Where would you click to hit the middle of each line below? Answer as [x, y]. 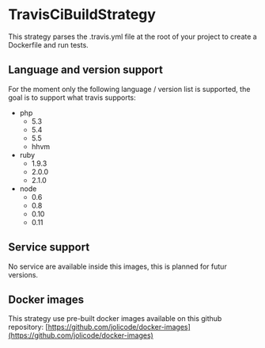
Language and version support [86, 70]
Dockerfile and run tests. [48, 44]
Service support [49, 247]
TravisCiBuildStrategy [82, 15]
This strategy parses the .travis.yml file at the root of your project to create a [132, 36]
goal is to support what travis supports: [72, 98]
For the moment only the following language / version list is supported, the [129, 89]
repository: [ [28, 327]
